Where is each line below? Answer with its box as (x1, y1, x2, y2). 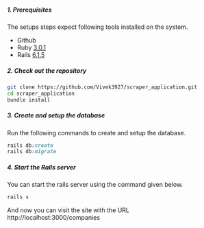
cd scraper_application (7, 90, 75, 97)
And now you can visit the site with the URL (7, 206, 130, 214)
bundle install (7, 96, 51, 103)
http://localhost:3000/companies (7, 214, 101, 222)
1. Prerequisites (7, 5, 53, 14)
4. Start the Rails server (7, 163, 77, 171)
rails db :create (7, 141, 53, 149)
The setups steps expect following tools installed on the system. (7, 23, 188, 31)
